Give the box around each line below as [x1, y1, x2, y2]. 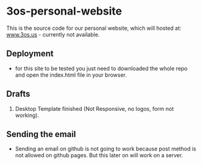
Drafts [6, 89, 30, 99]
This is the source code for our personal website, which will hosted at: [6, 24, 182, 32]
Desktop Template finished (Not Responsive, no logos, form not [15, 105, 174, 112]
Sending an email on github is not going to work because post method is [15, 145, 197, 153]
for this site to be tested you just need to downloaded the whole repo [15, 65, 188, 72]
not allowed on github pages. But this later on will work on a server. [15, 152, 183, 159]
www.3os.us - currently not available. [6, 30, 100, 38]
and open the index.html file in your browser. [15, 71, 127, 79]
